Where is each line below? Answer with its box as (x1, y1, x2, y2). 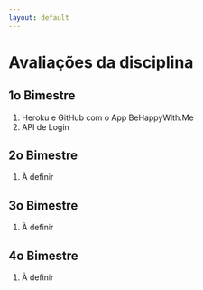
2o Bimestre (8, 148, 78, 164)
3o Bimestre (8, 198, 78, 213)
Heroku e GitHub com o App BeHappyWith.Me (21, 112, 195, 123)
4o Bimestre (8, 248, 78, 263)
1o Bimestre (8, 88, 76, 104)
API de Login (21, 121, 69, 132)
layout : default (8, 13, 69, 23)
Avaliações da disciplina (8, 51, 194, 72)
